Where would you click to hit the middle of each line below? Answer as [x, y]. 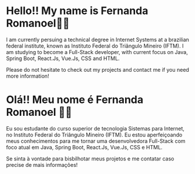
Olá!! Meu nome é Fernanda [75, 100]
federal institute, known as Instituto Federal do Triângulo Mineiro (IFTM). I [95, 46]
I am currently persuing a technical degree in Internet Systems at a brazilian [98, 39]
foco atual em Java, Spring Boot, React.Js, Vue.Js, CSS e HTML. [84, 147]
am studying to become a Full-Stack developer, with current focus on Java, [97, 52]
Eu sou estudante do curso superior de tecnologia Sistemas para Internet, [95, 128]
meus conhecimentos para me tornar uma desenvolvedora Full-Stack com [96, 141]
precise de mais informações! [42, 165]
